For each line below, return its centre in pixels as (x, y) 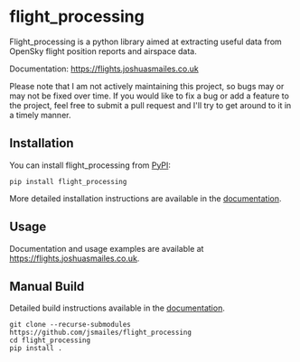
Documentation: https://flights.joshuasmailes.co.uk (104, 69)
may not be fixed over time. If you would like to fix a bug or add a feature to (149, 96)
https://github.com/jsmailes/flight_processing (101, 333)
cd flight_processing (50, 340)
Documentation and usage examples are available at (107, 248)
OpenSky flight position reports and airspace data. (103, 51)
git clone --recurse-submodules (70, 325)
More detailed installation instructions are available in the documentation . (145, 198)
